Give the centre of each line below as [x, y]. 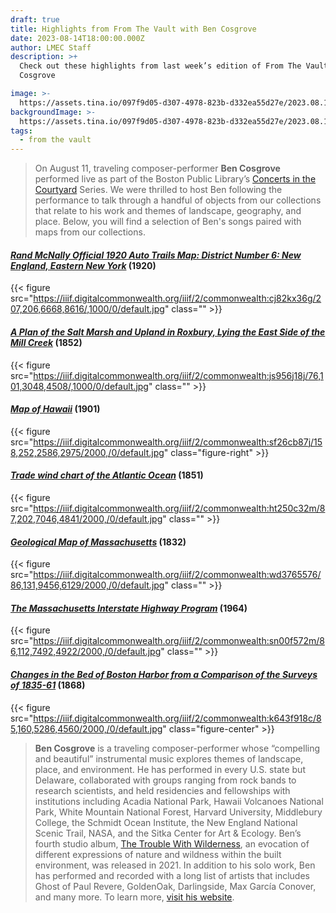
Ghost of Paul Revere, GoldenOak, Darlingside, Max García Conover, [175, 886]
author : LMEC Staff [51, 47]
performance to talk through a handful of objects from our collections [178, 200]
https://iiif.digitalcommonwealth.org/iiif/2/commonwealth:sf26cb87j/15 [178, 442]
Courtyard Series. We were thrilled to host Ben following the [158, 190]
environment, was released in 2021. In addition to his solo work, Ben [175, 865]
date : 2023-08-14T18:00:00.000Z [77, 38]
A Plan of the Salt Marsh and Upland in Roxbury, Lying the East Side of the [168, 332]
